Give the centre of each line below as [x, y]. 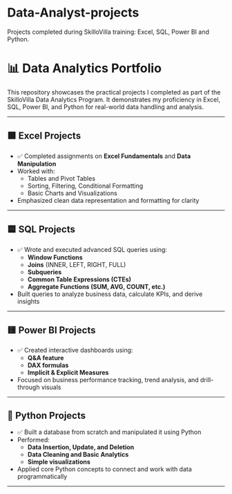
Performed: [33, 440]
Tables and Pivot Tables [61, 178]
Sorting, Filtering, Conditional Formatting [85, 186]
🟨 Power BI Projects [51, 330]
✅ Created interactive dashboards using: [75, 350]
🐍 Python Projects [47, 415]
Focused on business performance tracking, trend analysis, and [108, 380]
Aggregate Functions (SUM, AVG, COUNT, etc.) [96, 286]
